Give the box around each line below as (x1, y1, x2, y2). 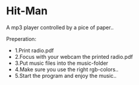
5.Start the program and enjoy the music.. (14, 72, 117, 79)
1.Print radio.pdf (14, 46, 54, 54)
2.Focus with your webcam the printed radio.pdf (14, 53, 133, 60)
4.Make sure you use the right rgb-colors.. (14, 65, 119, 73)
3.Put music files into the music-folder (14, 59, 109, 67)
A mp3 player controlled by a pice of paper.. (6, 24, 114, 31)
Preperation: (6, 35, 37, 42)
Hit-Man (6, 4, 48, 18)
